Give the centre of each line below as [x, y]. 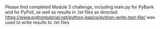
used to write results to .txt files [37, 22]
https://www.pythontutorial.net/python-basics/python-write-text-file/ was [80, 17]
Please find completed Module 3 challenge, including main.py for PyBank [80, 7]
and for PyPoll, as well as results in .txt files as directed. [62, 12]
